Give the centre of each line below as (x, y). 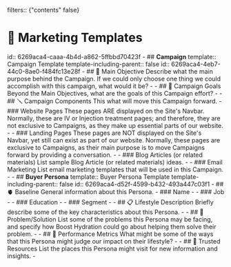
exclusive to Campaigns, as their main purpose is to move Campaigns (106, 147)
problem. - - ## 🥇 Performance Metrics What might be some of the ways (110, 234)
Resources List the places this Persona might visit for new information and (113, 248)
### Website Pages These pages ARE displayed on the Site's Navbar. (106, 111)
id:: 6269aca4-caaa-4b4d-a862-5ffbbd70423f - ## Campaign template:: (112, 56)
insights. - (21, 256)
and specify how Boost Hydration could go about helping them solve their (112, 226)
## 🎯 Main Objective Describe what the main (150, 71)
